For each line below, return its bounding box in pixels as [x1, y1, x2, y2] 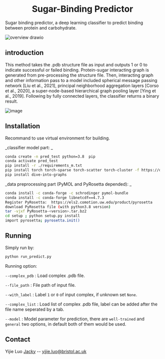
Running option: [5, 263, 37, 269]
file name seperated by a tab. [5, 306, 65, 312]
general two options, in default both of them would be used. [5, 321, 127, 327]
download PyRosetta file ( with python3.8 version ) [5, 204, 111, 209]
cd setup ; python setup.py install [5, 214, 80, 219]
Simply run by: [5, 245, 34, 250]
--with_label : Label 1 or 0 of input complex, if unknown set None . [5, 291, 137, 298]
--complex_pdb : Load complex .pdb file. [5, 273, 85, 278]
